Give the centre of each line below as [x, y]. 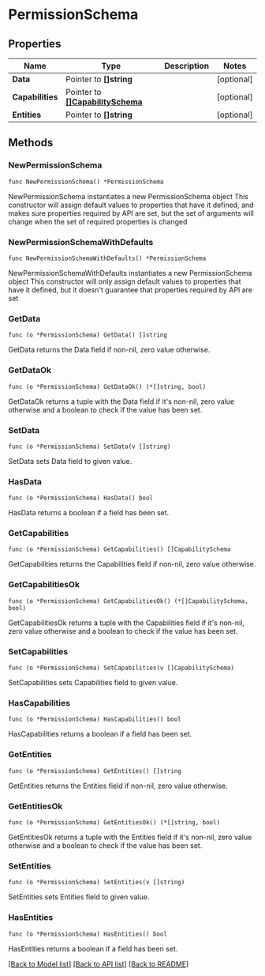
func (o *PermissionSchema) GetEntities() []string [95, 771]
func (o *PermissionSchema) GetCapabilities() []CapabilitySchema [119, 550]
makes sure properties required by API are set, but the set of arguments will [131, 213]
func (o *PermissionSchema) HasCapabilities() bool [95, 720]
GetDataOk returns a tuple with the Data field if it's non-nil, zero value [121, 401]
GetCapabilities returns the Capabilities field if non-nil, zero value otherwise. [132, 564]
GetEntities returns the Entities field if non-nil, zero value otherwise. [118, 786]
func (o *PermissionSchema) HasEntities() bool [88, 934]
